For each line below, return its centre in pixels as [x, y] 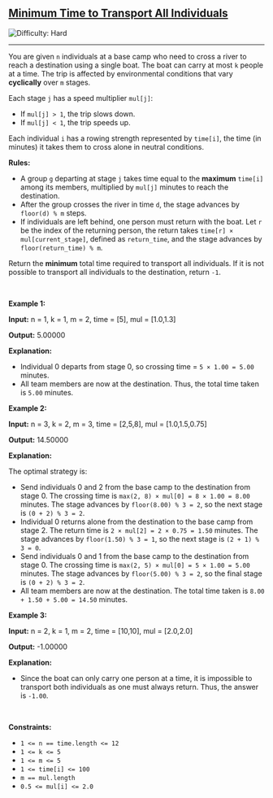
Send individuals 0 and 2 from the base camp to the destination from [135, 486]
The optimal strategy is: [48, 471]
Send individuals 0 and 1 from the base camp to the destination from [134, 556]
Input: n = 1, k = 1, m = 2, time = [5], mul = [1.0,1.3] [92, 319]
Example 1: [27, 303]
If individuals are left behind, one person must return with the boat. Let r [141, 221]
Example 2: [28, 408]
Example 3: [28, 615]
